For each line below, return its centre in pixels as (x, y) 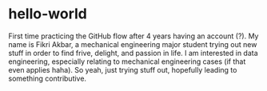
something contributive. (47, 78)
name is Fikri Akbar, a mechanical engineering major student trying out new (133, 44)
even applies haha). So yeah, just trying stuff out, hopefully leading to (123, 69)
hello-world (48, 14)
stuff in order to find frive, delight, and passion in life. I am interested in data (133, 53)
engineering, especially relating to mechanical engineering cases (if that (127, 61)
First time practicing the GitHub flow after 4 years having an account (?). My (133, 36)
